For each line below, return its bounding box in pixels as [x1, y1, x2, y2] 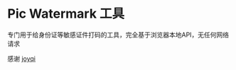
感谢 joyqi [7, 54, 36, 63]
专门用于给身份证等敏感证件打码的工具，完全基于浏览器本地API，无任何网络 [7, 30, 230, 39]
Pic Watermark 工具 [7, 6, 125, 22]
